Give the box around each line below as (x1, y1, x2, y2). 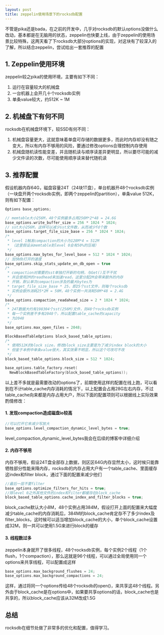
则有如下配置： (5, 197, 35, 203)
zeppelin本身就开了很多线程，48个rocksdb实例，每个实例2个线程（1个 (5, 547, 147, 553)
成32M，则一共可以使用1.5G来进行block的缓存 (5, 523, 99, 529)
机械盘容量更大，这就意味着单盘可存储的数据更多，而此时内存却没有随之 (12, 137, 158, 143)
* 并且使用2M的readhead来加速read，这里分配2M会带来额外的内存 (7, 275, 123, 280)
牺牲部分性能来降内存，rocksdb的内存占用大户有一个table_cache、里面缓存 (5, 465, 158, 471)
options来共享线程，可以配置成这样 (5, 559, 76, 565)
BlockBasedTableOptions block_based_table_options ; (5, 334, 113, 339)
